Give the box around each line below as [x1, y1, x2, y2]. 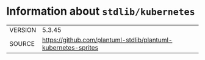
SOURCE [9, 39, 35, 48]
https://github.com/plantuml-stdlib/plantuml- [41, 36, 173, 44]
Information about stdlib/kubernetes [6, 4, 195, 18]
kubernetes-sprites [41, 43, 99, 51]
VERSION [9, 26, 37, 34]
